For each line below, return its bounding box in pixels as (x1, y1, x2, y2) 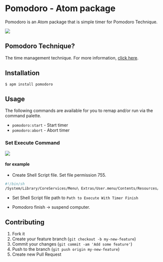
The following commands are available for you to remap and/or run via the (5, 108, 153, 114)
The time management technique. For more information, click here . (5, 55, 139, 61)
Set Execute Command (5, 139, 60, 146)
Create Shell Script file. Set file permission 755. (12, 172, 107, 178)
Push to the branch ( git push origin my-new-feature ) (12, 247, 120, 252)
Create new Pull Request (12, 251, 62, 257)
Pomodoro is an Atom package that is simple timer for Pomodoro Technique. (5, 19, 158, 25)
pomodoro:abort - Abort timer (12, 127, 70, 133)
